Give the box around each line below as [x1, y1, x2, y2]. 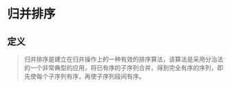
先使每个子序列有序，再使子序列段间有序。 [23, 73, 145, 80]
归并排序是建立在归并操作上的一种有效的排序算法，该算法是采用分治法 [23, 55, 224, 63]
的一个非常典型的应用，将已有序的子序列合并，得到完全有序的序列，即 [23, 64, 224, 72]
